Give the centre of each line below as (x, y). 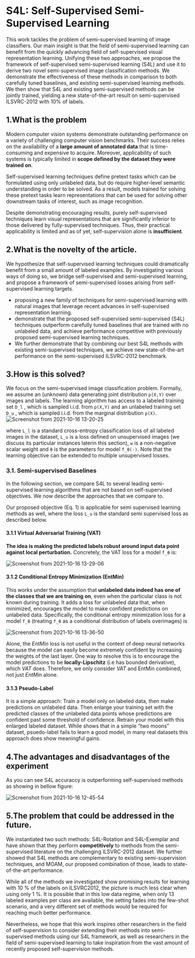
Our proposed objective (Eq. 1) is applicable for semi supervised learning (93, 507)
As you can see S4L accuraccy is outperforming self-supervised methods (95, 780)
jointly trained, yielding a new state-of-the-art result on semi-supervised (93, 95)
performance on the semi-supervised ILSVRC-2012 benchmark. (91, 356)
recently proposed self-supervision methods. (60, 949)
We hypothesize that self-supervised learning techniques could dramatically (97, 264)
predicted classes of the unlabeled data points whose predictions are (89, 714)
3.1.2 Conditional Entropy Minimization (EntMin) (65, 577)
